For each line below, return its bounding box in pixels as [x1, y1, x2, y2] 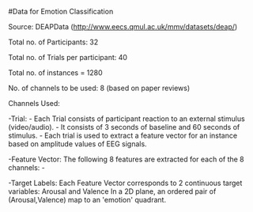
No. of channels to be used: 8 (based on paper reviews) [8, 83, 191, 93]
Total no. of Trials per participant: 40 [8, 53, 128, 62]
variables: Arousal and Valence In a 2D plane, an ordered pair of [8, 187, 217, 196]
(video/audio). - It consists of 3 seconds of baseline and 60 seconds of [8, 123, 240, 131]
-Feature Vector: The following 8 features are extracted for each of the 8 [8, 154, 245, 164]
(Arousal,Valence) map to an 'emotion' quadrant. [8, 195, 167, 204]
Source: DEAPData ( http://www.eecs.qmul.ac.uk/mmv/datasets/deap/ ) [8, 22, 238, 31]
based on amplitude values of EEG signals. [8, 139, 148, 149]
